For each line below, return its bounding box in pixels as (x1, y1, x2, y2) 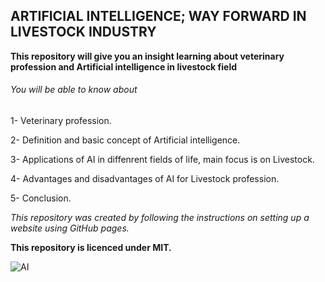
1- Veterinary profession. (10, 115, 112, 127)
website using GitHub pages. (10, 222, 130, 234)
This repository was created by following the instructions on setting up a (10, 212, 310, 224)
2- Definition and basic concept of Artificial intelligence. (10, 134, 241, 146)
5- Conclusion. (10, 192, 72, 204)
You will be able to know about (10, 84, 138, 96)
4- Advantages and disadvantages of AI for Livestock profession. (10, 173, 280, 185)
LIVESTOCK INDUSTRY (10, 24, 157, 41)
